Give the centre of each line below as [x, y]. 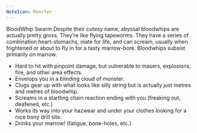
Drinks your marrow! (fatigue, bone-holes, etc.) [73, 123]
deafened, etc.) [34, 104]
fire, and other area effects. [49, 72]
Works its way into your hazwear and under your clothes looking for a [101, 110]
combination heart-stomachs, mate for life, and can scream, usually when [97, 41]
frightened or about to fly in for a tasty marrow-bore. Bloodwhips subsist [96, 48]
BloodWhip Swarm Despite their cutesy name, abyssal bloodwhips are [93, 29]
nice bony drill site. [38, 117]
